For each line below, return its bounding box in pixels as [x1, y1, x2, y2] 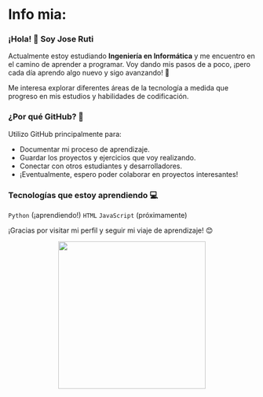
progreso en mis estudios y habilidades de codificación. [8, 92, 189, 101]
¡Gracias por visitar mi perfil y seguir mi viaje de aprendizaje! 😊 [8, 226, 214, 235]
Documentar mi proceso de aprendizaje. [19, 144, 151, 154]
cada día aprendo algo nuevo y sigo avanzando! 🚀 [8, 68, 170, 78]
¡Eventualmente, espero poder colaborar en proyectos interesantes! [19, 169, 239, 178]
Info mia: [8, 6, 67, 24]
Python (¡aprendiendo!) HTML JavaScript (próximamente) [8, 211, 188, 220]
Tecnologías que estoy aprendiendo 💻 [8, 189, 159, 200]
